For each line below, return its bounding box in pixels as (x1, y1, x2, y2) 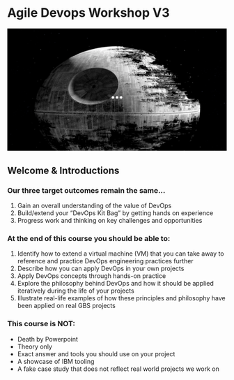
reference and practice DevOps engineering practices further (17, 257, 194, 265)
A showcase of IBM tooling (17, 357, 95, 365)
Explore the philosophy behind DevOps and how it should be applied (17, 279, 214, 288)
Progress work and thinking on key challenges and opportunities (17, 217, 203, 225)
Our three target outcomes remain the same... (7, 185, 166, 195)
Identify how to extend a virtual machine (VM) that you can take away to (17, 249, 224, 258)
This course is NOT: (7, 319, 75, 329)
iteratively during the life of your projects (17, 286, 134, 295)
